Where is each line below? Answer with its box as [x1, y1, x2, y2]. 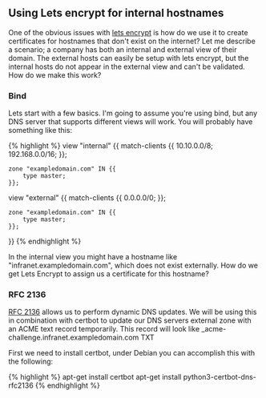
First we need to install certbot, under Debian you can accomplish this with [8, 348, 256, 358]
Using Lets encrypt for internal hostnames [8, 6, 224, 20]
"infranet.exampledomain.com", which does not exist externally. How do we [8, 260, 259, 271]
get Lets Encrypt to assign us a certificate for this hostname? [8, 269, 210, 279]
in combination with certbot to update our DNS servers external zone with [8, 316, 252, 325]
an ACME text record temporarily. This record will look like [8, 324, 200, 334]
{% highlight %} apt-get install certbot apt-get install [8, 372, 182, 382]
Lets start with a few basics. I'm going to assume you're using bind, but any [8, 108, 258, 119]
